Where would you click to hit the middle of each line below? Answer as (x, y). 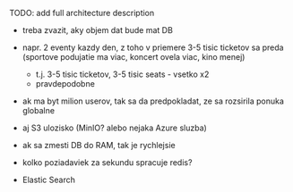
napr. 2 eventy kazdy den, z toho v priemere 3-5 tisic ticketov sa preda (153, 47)
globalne (39, 110)
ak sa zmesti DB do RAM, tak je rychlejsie (99, 145)
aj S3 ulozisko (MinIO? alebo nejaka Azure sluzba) (115, 128)
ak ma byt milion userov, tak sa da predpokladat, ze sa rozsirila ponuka (153, 101)
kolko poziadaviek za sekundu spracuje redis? (107, 163)
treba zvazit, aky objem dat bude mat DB (97, 30)
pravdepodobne (65, 83)
